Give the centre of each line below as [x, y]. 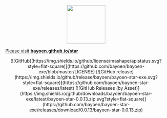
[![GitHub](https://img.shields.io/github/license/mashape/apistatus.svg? [86, 61]
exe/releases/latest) [54, 88]
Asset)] [132, 88]
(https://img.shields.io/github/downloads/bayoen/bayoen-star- [86, 93]
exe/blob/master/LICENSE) [67, 72]
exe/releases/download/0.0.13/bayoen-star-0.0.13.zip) [86, 110]
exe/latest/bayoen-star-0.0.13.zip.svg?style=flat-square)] [86, 99]
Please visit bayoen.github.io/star [42, 51]
